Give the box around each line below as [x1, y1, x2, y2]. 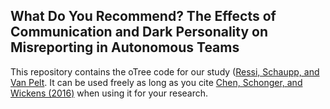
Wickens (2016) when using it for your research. [10, 87, 209, 99]
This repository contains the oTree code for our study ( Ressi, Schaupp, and [10, 65, 320, 78]
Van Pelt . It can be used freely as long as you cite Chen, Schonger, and [10, 76, 303, 88]
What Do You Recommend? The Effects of [10, 8, 277, 25]
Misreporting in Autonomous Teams [10, 39, 240, 56]
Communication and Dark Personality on [10, 24, 269, 41]
